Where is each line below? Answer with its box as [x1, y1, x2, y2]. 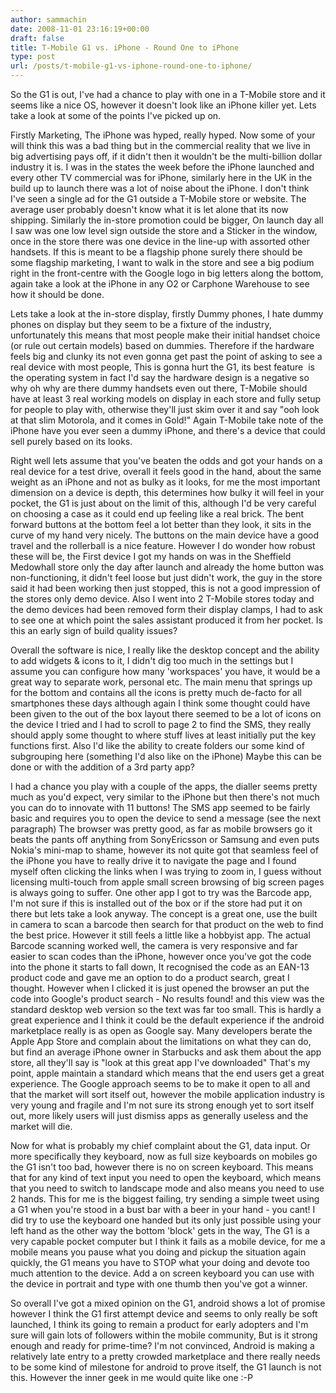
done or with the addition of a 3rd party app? [10, 761, 195, 773]
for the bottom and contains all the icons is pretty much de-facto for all [10, 687, 302, 698]
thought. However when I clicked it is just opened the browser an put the [10, 982, 310, 994]
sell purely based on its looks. [10, 436, 133, 447]
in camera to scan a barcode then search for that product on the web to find [10, 919, 324, 930]
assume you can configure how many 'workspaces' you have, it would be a [10, 666, 321, 677]
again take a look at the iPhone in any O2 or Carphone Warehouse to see [10, 278, 310, 290]
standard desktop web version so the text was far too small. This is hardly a [10, 1004, 322, 1015]
